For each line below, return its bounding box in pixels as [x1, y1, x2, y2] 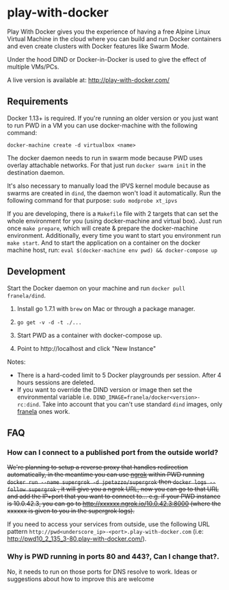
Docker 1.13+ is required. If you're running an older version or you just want [7, 114, 219, 122]
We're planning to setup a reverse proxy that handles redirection [7, 463, 189, 471]
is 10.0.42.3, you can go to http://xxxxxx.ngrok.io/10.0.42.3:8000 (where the [7, 500, 221, 508]
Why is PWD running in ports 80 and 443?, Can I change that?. [7, 552, 220, 561]
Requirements [7, 96, 68, 108]
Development [7, 266, 66, 278]
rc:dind [16, 401, 39, 408]
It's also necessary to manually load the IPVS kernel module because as [7, 182, 210, 190]
